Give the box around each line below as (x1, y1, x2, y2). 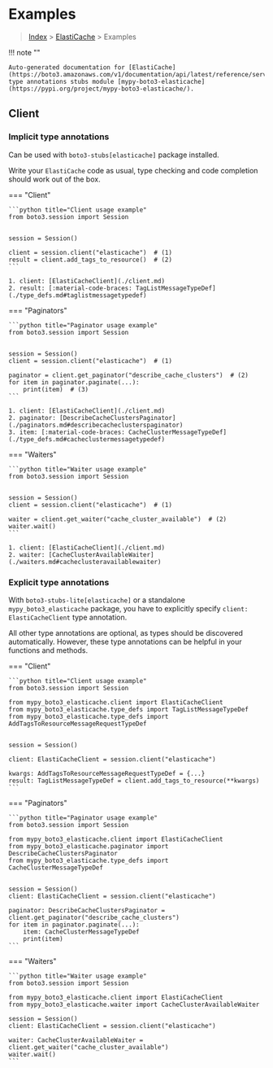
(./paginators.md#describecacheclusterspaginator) (8, 421, 184, 429)
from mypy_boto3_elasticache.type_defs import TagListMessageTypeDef (8, 705, 249, 713)
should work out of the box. (8, 174, 101, 184)
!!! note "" (8, 47, 41, 57)
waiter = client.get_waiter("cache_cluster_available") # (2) (8, 514, 227, 523)
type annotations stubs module (8, 77, 115, 85)
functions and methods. (8, 645, 89, 655)
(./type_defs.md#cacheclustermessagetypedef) (8, 435, 165, 444)
